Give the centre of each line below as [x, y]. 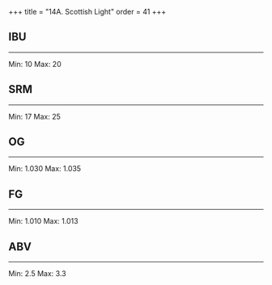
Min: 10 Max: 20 [35, 64]
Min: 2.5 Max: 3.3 [37, 274]
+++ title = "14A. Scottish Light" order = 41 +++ [87, 12]
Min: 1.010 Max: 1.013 [43, 221]
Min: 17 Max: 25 [34, 116]
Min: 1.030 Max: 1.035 [45, 169]
